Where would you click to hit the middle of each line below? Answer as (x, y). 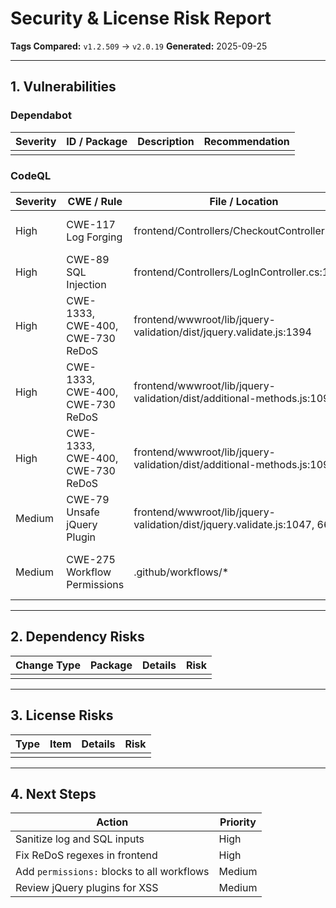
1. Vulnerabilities (63, 87)
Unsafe (83, 512)
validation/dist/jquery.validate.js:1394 (222, 332)
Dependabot (41, 115)
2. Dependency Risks (77, 637)
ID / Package (97, 141)
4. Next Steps (53, 793)
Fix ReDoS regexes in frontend (86, 855)
